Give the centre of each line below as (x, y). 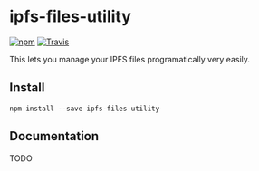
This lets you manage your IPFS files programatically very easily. (130, 59)
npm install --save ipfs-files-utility (85, 109)
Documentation (54, 136)
